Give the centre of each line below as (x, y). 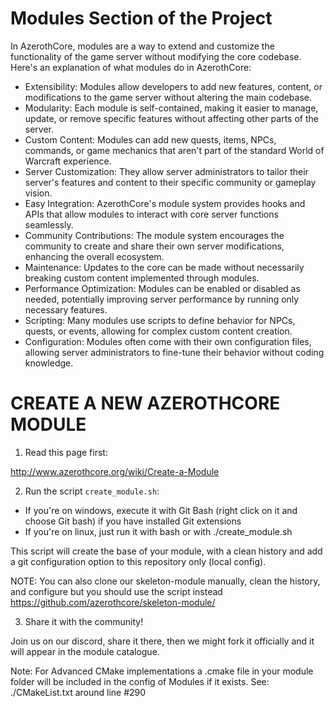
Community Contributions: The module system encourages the (154, 235)
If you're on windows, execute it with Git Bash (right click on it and (161, 510)
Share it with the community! (84, 621)
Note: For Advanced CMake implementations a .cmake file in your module (162, 671)
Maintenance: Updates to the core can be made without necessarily (164, 267)
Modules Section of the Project (141, 18)
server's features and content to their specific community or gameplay (170, 182)
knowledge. (49, 363)
